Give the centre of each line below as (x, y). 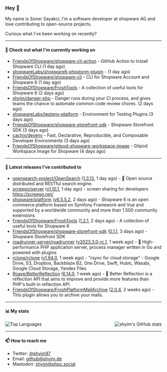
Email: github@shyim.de (37, 359)
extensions (24, 215)
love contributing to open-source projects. (48, 24)
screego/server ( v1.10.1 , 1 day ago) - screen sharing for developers (80, 188)
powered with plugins (35, 252)
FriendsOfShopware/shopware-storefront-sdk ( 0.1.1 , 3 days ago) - (80, 231)
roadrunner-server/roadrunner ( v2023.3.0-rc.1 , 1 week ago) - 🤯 (77, 242)
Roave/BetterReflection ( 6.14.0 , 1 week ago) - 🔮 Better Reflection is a (82, 273)
